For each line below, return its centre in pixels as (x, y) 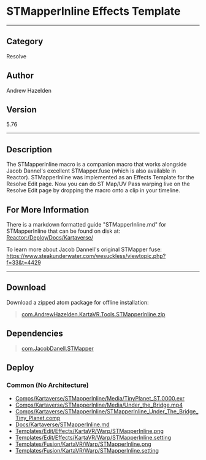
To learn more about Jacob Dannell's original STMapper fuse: (84, 249)
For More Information (48, 210)
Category (25, 41)
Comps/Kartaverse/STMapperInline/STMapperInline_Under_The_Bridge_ (107, 411)
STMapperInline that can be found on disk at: (63, 231)
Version (21, 110)
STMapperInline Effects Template (93, 11)
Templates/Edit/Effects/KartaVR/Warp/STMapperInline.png (90, 431)
